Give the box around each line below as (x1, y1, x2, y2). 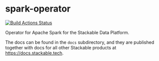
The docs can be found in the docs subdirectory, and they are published (5, 39, 154, 45)
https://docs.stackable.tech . (5, 50, 64, 56)
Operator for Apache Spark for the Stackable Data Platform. (5, 29, 130, 35)
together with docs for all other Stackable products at (5, 44, 117, 50)
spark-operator (5, 3, 71, 15)
